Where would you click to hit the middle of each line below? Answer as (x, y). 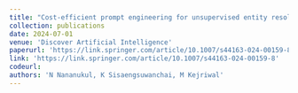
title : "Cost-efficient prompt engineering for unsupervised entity (138, 17)
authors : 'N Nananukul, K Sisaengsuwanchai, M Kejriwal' (117, 75)
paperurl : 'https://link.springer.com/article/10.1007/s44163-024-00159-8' (152, 50)
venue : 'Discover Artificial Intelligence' (91, 42)
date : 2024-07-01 (41, 34)
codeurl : (25, 67)
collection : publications (57, 26)
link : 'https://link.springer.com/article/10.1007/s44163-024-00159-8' (144, 58)
